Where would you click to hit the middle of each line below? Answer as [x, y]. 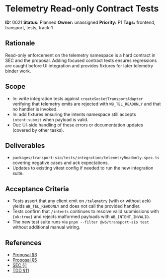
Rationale [20, 43]
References [23, 243]
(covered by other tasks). [38, 130]
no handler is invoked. [35, 109]
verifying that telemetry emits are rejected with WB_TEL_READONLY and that [86, 104]
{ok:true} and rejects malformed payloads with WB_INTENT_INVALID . [81, 217]
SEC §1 [20, 265]
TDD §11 [21, 270]
